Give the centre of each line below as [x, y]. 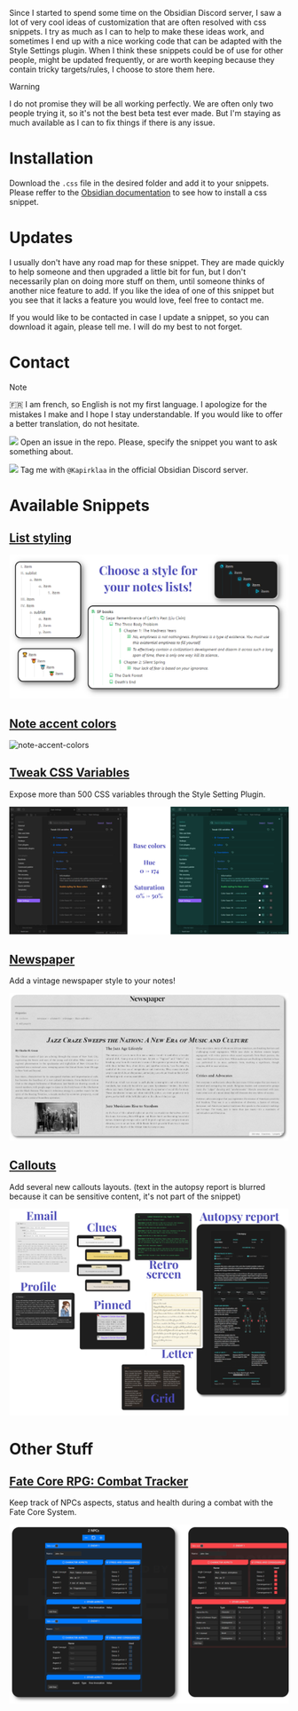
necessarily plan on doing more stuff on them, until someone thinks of [137, 281]
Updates [41, 238]
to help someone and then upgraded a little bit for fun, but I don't [128, 272]
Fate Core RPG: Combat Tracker [99, 1481]
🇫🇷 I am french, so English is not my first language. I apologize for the [138, 404]
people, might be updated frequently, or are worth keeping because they [142, 60]
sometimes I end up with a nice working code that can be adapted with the [145, 41]
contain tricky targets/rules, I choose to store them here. [112, 69]
